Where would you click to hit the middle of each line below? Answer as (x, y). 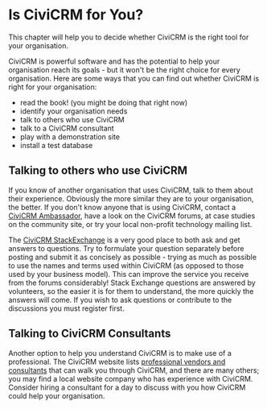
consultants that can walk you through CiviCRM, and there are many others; (134, 370)
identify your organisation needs (74, 111)
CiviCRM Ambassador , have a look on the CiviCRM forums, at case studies (132, 216)
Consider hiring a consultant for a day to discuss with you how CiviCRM (127, 387)
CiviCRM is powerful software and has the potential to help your (114, 61)
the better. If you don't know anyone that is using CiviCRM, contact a (122, 207)
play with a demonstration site (70, 136)
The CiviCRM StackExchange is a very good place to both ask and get (124, 240)
